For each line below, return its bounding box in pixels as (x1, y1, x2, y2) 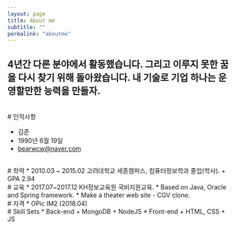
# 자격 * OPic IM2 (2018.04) (7, 199, 88, 208)
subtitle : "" (7, 23, 46, 30)
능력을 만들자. (43, 84, 101, 96)
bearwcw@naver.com (17, 145, 81, 153)
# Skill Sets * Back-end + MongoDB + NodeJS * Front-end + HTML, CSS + (7, 207, 226, 216)
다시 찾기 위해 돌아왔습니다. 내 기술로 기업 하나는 (18, 72, 217, 84)
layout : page (7, 10, 46, 18)
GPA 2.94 (7, 174, 35, 183)
